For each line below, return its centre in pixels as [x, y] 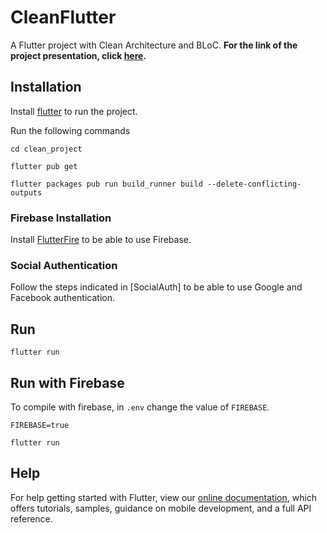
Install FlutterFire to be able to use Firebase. [101, 240]
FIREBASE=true [40, 425]
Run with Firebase [67, 382]
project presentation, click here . [78, 55]
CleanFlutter [63, 17]
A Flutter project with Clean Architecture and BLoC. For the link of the [154, 45]
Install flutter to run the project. [74, 111]
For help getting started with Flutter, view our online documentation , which [164, 497]
